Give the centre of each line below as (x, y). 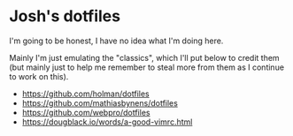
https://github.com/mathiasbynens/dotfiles (100, 102)
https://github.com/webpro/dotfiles (86, 112)
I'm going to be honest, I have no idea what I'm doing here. (116, 41)
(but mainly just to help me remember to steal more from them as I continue (147, 67)
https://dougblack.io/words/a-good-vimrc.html (107, 122)
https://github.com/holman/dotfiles (85, 94)
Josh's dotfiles (65, 16)
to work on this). (39, 76)
